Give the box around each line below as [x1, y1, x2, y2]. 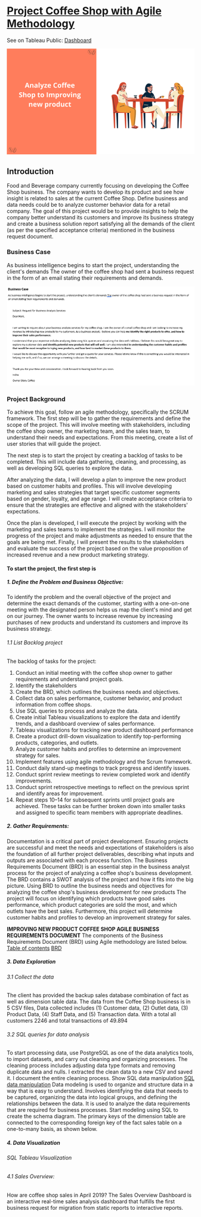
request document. [7, 233, 54, 240]
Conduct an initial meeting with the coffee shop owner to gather [15, 669, 172, 676]
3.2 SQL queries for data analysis [7, 1031, 90, 1038]
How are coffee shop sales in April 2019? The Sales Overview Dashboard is [7, 1191, 192, 1198]
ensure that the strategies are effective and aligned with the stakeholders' [7, 501, 188, 509]
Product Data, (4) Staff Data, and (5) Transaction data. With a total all [7, 1011, 177, 1018]
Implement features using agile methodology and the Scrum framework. [15, 758, 193, 765]
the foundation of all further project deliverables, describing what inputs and [7, 850, 194, 857]
